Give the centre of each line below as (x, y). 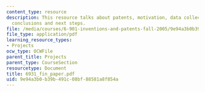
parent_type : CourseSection (42, 62)
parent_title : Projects (37, 57)
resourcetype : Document (37, 68)
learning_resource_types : (39, 40)
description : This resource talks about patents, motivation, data (94, 18)
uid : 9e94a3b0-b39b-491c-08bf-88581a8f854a (63, 79)
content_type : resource (37, 12)
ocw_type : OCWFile (30, 51)
